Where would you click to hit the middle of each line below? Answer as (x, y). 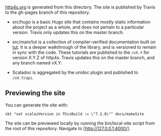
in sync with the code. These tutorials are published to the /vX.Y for (81, 52)
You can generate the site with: (37, 105)
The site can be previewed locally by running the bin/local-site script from (80, 123)
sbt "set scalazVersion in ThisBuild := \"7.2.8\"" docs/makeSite (75, 114)
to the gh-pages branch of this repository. (48, 12)
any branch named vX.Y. (37, 63)
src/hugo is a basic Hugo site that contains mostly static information (81, 22)
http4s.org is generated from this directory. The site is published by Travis (80, 7)
